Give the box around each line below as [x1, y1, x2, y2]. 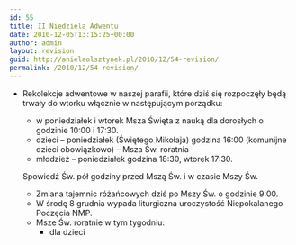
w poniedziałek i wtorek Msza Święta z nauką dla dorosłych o [35, 114, 264, 126]
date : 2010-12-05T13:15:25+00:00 [9, 30, 135, 39]
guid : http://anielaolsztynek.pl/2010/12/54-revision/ [9, 55, 220, 64]
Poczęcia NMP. [35, 207, 93, 218]
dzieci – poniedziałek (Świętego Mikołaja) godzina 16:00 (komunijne [35, 134, 287, 145]
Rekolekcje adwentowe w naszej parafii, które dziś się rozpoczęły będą [22, 87, 286, 99]
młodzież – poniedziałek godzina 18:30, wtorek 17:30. [35, 153, 234, 164]
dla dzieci [49, 226, 85, 237]
